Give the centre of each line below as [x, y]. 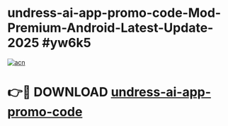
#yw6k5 [67, 43]
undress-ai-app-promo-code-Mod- [114, 13]
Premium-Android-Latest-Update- [110, 28]
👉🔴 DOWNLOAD [58, 92]
